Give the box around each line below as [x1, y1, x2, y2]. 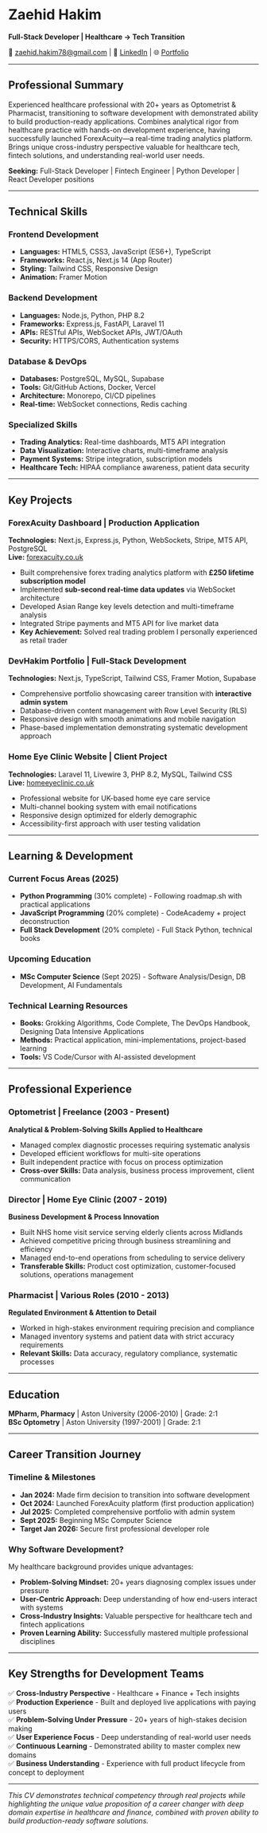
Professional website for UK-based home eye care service [19, 793, 211, 803]
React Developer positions [8, 174, 95, 184]
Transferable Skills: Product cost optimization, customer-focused [19, 1261, 236, 1271]
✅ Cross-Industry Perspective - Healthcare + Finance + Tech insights [8, 1688, 240, 1697]
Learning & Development [8, 849, 133, 863]
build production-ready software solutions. [8, 1815, 149, 1825]
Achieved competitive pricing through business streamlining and [19, 1236, 231, 1245]
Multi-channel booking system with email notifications [19, 801, 197, 811]
